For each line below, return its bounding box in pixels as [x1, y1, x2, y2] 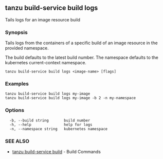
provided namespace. [5, 45, 49, 51]
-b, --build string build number [9, 118, 91, 123]
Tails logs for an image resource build [5, 17, 80, 22]
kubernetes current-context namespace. [5, 60, 87, 66]
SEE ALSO [5, 138, 30, 144]
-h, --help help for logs [9, 122, 92, 127]
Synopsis [5, 29, 28, 35]
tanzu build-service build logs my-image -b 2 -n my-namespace [5, 96, 136, 101]
